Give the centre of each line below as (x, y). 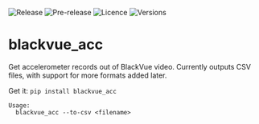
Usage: (19, 105)
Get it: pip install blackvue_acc (62, 90)
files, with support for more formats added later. (88, 75)
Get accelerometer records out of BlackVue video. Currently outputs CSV (130, 66)
